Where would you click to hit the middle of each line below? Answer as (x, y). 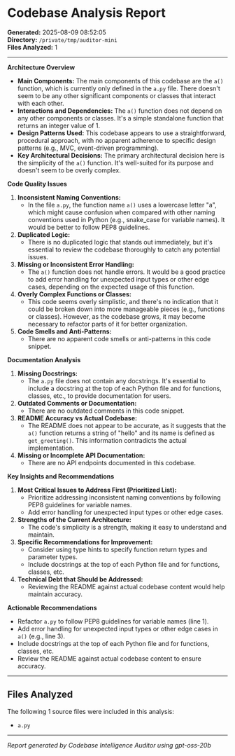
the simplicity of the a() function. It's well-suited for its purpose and (115, 163)
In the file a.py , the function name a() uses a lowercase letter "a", (122, 205)
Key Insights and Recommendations (61, 476)
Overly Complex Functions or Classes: (74, 294)
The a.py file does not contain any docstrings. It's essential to (117, 380)
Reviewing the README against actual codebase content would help (126, 586)
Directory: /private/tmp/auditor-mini (62, 39)
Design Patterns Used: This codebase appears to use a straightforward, (122, 133)
